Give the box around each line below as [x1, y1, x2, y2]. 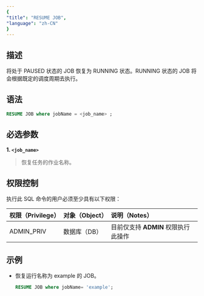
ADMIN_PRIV [9, 227, 47, 236]
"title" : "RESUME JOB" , [6, 15, 67, 21]
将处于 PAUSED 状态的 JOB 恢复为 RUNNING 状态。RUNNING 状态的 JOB [6, 68, 190, 75]
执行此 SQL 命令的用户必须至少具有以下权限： [6, 196, 121, 203]
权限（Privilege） [9, 211, 60, 220]
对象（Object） [63, 211, 107, 220]
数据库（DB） [63, 228, 103, 236]
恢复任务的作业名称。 [21, 158, 75, 166]
